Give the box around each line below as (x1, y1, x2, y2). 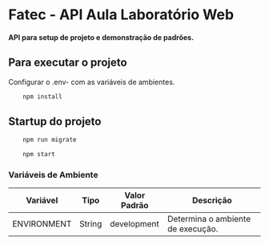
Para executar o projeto (8, 56, 127, 70)
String (79, 219, 102, 230)
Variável (26, 195, 58, 206)
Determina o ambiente (167, 214, 251, 225)
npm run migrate (22, 136, 78, 144)
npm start (22, 151, 56, 159)
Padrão (120, 200, 149, 211)
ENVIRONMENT (12, 219, 72, 230)
